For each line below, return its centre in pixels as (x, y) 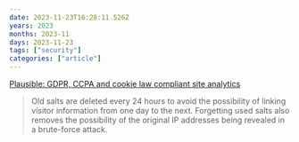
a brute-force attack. (69, 129)
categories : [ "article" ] (55, 59)
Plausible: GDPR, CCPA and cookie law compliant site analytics (125, 84)
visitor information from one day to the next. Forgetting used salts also (160, 110)
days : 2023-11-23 (42, 42)
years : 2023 (31, 26)
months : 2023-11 (39, 34)
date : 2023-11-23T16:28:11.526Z (69, 17)
